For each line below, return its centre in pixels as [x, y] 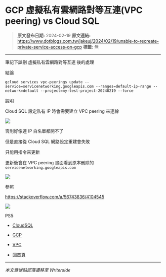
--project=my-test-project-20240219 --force [87, 91]
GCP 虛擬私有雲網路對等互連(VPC [74, 10]
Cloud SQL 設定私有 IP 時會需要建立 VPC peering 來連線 [62, 111]
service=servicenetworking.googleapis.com [49, 86]
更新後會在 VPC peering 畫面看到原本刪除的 [50, 162]
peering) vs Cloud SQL [52, 21]
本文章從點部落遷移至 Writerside [38, 270]
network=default [22, 91]
